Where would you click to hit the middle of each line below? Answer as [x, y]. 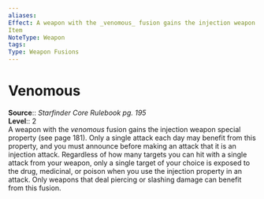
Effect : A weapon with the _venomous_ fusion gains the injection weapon [132, 23]
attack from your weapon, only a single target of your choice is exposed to [129, 163]
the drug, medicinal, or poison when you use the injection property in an [125, 171]
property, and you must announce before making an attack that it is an [122, 146]
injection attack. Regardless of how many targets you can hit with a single [128, 154]
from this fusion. [35, 188]
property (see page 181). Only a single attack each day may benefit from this [132, 138]
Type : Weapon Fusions [44, 52]
